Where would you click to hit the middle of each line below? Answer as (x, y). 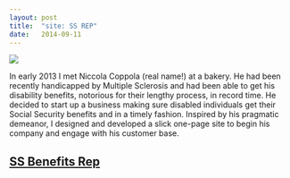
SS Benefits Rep (55, 161)
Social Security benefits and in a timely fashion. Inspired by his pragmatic (144, 114)
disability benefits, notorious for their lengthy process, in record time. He (143, 96)
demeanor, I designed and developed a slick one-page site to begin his (140, 124)
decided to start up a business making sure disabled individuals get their (143, 105)
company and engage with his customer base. (95, 133)
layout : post (33, 17)
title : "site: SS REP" (54, 26)
